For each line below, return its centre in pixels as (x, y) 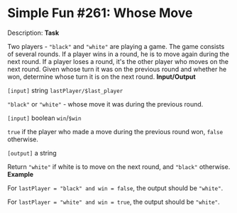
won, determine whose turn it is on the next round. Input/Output (102, 77)
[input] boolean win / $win (44, 118)
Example (21, 174)
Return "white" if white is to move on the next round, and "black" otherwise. (119, 166)
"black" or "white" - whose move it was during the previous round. (105, 104)
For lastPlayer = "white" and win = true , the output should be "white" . (114, 202)
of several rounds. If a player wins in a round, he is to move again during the (118, 54)
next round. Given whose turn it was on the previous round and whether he (117, 69)
